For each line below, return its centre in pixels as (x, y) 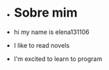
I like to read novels (42, 45)
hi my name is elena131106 (52, 32)
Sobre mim (45, 13)
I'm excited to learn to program (58, 59)
